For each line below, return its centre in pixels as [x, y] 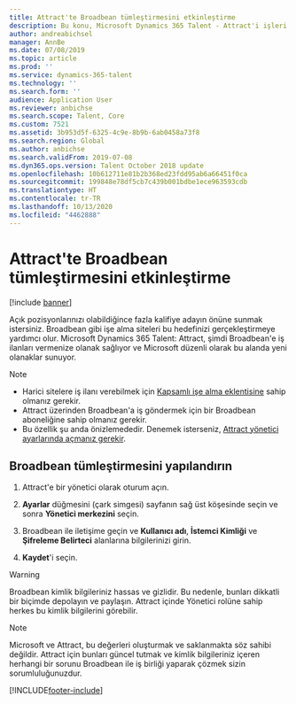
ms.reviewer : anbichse [51, 108]
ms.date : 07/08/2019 [47, 50]
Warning [24, 575]
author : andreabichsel [51, 34]
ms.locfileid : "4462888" [55, 215]
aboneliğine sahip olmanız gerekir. [85, 419]
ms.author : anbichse [47, 149]
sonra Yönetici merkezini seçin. [80, 514]
